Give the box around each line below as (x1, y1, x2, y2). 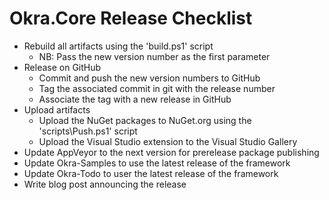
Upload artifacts (23, 103, 91, 116)
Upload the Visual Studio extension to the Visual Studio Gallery (38, 135, 298, 147)
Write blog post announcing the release (23, 178, 187, 190)
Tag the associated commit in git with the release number (38, 82, 276, 94)
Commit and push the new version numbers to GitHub (38, 72, 261, 84)
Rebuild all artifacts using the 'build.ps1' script (23, 40, 214, 52)
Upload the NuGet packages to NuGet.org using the (38, 114, 252, 126)
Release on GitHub (23, 61, 102, 73)
